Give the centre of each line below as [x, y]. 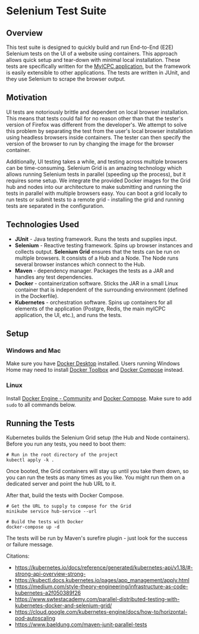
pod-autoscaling [35, 619]
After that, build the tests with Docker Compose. [65, 495]
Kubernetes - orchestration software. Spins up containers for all [93, 302]
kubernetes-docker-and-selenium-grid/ [63, 605]
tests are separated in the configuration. [55, 206]
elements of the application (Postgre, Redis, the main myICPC [90, 309]
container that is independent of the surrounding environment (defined [101, 290]
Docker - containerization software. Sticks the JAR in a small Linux [96, 283]
